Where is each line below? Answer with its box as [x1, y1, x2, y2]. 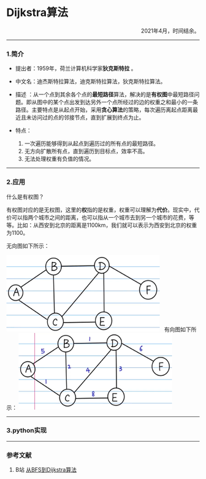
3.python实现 [6, 426, 47, 435]
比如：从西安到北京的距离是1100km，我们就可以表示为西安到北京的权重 [17, 221, 197, 229]
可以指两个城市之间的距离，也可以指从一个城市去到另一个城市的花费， [11, 213, 189, 221]
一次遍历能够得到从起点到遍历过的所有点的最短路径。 [24, 140, 159, 147]
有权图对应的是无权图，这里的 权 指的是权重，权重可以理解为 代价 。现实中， [6, 206, 194, 213]
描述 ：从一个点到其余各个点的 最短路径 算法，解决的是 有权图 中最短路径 [15, 91, 194, 98]
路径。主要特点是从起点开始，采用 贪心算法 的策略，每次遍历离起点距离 [15, 106, 193, 113]
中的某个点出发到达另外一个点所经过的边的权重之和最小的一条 [42, 99, 198, 106]
